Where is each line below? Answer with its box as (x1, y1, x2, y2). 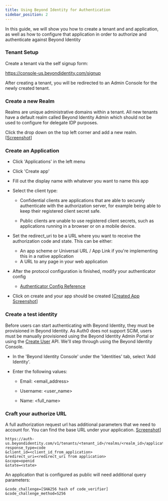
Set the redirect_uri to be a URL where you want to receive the (12, 233, 141, 239)
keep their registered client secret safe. (19, 208, 101, 214)
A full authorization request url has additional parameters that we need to (5, 421, 156, 427)
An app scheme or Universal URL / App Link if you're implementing (19, 248, 158, 254)
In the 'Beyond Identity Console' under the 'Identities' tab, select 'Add (12, 353, 156, 359)
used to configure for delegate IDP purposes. (5, 120, 98, 126)
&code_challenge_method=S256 (5, 491, 66, 496)
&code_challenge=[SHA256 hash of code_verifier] (5, 486, 108, 491)
